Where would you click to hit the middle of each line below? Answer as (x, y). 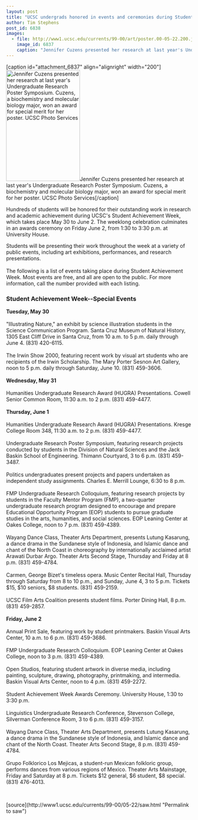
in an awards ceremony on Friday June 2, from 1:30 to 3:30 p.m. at (87, 228)
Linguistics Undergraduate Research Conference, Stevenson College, (90, 713)
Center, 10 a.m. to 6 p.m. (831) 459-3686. (57, 638)
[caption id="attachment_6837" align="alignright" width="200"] (84, 67)
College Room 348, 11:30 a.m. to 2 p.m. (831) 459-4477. (74, 431)
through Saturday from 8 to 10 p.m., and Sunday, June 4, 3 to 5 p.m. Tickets (98, 581)
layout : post (22, 12)
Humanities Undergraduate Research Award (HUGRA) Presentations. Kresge (99, 424)
